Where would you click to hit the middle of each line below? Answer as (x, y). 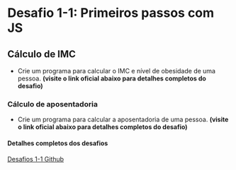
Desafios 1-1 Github (36, 159)
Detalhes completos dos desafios (58, 143)
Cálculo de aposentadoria (52, 104)
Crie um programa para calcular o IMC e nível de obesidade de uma (117, 71)
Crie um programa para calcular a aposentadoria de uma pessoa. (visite (123, 120)
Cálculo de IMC (42, 54)
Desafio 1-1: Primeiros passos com (111, 13)
